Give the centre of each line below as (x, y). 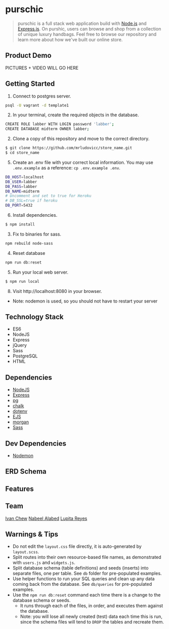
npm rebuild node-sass (29, 243)
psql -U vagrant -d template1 (37, 105)
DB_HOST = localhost (25, 177)
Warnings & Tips (32, 534)
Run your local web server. (40, 272)
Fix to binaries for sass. (37, 234)
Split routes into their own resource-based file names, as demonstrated (87, 557)
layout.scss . (26, 552)
